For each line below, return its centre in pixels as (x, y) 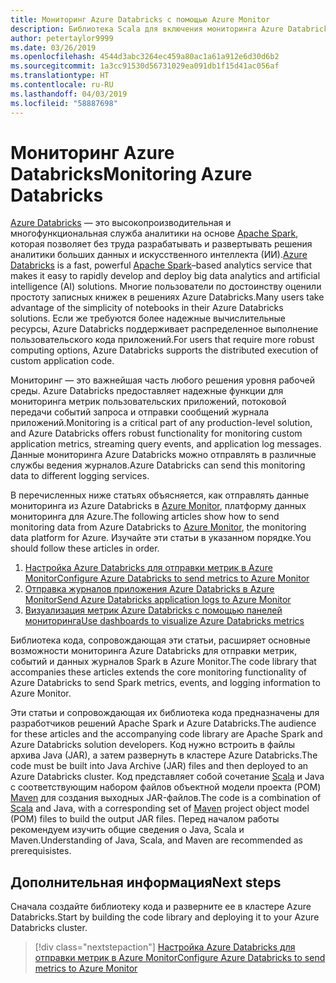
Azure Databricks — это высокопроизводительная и (121, 223)
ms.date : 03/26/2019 (53, 47)
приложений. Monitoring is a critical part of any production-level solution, (161, 423)
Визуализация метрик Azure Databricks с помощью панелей (153, 610)
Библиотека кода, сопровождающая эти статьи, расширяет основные (160, 640)
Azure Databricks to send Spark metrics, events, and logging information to (165, 683)
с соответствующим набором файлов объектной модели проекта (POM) (166, 787)
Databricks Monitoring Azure (131, 173)
